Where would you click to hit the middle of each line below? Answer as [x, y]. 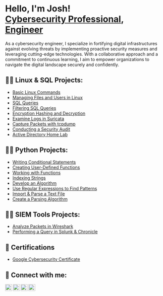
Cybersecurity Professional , [64, 19]
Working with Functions [36, 172]
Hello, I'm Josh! [38, 9]
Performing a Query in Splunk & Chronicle [55, 232]
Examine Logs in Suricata [38, 118]
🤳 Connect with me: [36, 275]
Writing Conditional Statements [44, 162]
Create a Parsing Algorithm [40, 199]
